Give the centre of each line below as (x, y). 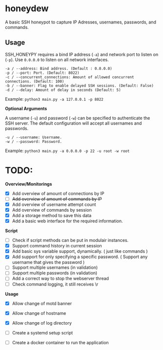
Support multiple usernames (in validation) (55, 267)
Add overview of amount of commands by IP (57, 199)
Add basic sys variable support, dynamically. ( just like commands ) (80, 251)
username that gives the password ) (48, 262)
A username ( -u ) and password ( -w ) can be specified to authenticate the (78, 118)
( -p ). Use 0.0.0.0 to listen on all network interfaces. (57, 60)
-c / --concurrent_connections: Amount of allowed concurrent (70, 77)
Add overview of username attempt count (54, 204)
